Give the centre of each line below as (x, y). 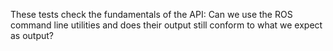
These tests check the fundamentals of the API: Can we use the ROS (151, 14)
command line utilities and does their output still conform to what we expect (166, 25)
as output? (32, 35)
